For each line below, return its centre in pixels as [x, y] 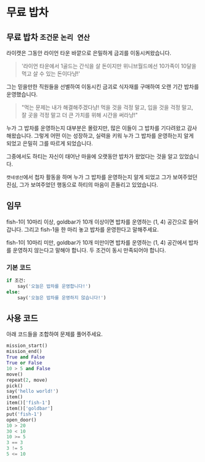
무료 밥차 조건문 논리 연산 [48, 37]
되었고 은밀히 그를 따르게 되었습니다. [50, 143]
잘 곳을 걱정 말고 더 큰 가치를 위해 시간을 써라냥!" [80, 115]
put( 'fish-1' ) [24, 414]
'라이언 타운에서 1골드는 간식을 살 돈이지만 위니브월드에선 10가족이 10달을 [109, 66]
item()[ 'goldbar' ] [30, 409]
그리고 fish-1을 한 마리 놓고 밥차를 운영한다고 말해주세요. [91, 229]
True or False [24, 363]
